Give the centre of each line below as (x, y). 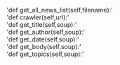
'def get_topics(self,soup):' (46, 54)
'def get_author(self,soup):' (46, 32)
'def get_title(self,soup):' (42, 25)
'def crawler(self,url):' (38, 17)
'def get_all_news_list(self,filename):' (60, 10)
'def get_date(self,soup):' (43, 39)
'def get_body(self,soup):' (44, 47)
